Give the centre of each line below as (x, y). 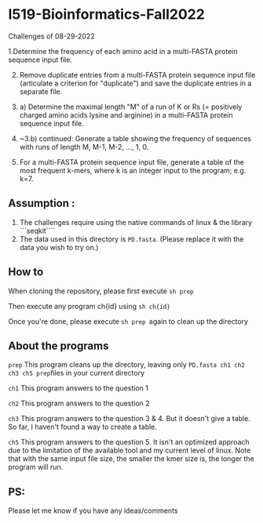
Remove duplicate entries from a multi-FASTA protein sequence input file (137, 74)
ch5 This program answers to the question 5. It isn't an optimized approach (129, 442)
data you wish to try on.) (59, 247)
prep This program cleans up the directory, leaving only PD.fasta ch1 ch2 (127, 365)
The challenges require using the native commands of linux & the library (136, 222)
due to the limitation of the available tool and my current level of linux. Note (130, 450)
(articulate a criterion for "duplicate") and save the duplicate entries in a (135, 83)
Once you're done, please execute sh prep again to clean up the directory (128, 321)
